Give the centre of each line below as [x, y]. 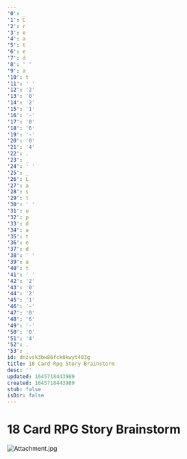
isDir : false [26, 396]
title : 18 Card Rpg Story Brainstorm [61, 364]
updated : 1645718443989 [41, 376]
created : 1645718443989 [41, 383]
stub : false [24, 389]
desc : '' [20, 370]
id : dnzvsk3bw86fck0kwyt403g [49, 358]
